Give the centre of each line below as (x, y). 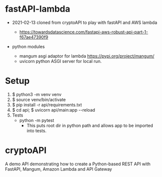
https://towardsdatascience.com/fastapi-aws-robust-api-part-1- (84, 32)
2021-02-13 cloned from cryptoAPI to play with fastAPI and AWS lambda (84, 22)
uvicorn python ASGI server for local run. (61, 61)
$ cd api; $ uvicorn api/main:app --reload (54, 110)
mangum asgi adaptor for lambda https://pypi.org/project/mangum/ (87, 56)
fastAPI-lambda (38, 9)
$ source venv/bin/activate (39, 99)
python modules (28, 46)
